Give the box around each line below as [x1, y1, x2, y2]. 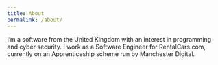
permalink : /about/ [7, 16, 63, 23]
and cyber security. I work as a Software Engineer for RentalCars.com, [7, 42, 206, 51]
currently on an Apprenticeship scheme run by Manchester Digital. [7, 49, 195, 58]
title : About [7, 10, 45, 17]
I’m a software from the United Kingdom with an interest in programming [7, 35, 212, 43]
